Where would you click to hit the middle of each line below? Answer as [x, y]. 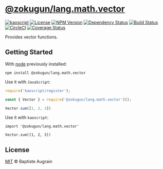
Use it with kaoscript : [27, 118]
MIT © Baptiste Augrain [29, 162]
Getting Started [29, 52]
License [17, 150]
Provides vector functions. [32, 37]
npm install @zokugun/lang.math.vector [45, 73]
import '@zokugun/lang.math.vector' [42, 127]
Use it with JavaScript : [28, 82]
